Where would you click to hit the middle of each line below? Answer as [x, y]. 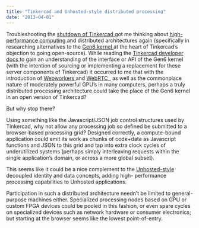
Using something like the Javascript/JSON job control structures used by [95, 120]
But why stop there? [31, 108]
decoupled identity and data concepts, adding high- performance [86, 175]
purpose [16, 200]
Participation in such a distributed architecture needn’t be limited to [89, 193]
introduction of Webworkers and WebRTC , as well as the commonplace [94, 78]
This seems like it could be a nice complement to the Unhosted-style [90, 169]
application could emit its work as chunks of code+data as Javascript [91, 139]
